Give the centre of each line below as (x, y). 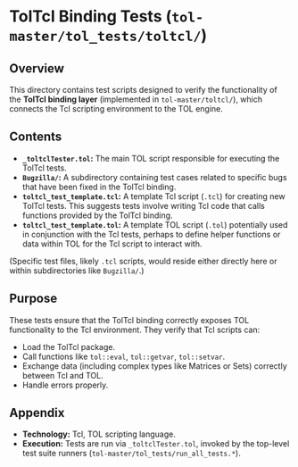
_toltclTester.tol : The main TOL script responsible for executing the (151, 158)
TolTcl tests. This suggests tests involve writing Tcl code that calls (143, 205)
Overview (37, 68)
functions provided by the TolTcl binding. (97, 215)
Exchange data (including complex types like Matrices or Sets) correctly (154, 366)
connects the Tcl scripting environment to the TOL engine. (116, 108)
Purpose (33, 299)
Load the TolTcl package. (69, 346)
